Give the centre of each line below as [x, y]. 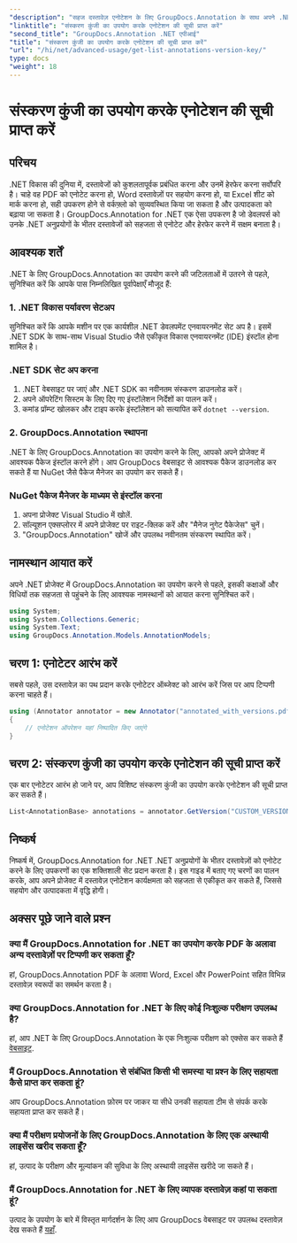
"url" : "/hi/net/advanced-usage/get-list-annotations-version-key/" [138, 50]
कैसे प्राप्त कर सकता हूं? [47, 1083]
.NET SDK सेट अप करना [54, 370]
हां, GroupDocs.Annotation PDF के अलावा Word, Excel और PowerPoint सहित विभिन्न [147, 974]
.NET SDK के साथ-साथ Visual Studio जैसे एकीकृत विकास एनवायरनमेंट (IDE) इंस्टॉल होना [144, 336]
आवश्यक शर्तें [36, 253]
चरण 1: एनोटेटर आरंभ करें [63, 664]
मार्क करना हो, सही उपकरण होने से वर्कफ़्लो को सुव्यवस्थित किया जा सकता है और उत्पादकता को [141, 204]
